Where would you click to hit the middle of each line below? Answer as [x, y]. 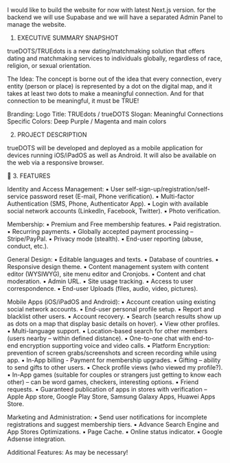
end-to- [203, 338]
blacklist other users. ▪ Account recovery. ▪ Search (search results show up [114, 316]
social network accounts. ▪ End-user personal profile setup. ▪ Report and [111, 309]
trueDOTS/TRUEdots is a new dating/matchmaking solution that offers [106, 51]
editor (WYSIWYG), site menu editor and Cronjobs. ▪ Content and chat [106, 274]
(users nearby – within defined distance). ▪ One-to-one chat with [99, 338]
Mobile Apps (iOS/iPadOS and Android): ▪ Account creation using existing [112, 302]
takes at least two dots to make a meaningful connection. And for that [105, 93]
